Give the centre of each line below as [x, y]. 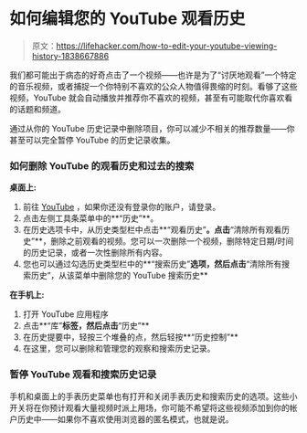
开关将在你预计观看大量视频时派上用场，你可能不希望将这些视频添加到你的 [149, 407]
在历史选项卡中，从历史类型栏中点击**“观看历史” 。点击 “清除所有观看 [152, 230]
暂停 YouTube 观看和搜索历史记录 [83, 375]
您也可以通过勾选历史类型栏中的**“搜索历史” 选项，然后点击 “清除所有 [152, 264]
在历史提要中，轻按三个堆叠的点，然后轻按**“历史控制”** [131, 337]
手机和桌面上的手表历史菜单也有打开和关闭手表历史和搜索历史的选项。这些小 [153, 396]
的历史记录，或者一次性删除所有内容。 [95, 253]
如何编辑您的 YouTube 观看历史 [127, 19]
